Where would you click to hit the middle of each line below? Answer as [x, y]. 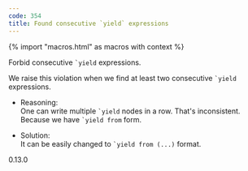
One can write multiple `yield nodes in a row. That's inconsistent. [130, 111]
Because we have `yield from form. [81, 119]
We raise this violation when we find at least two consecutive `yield [123, 78]
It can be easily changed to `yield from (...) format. [111, 143]
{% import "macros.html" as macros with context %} [96, 46]
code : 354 [25, 16]
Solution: [35, 135]
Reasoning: [39, 102]
